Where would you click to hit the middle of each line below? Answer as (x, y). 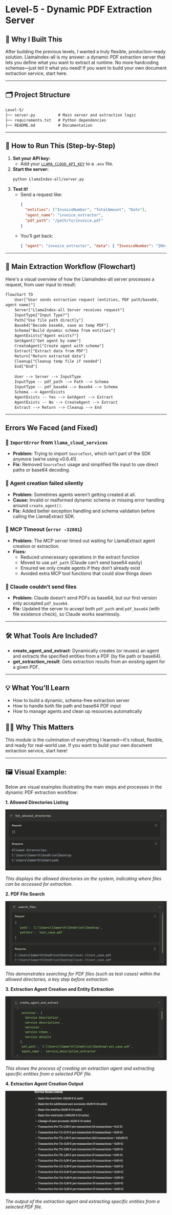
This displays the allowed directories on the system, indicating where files (83, 879)
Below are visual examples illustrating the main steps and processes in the (84, 787)
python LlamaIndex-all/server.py (48, 179)
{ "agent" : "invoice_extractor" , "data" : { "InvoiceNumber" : (87, 246)
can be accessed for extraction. (39, 884)
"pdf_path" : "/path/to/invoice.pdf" (64, 221)
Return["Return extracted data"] (50, 356)
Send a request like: (41, 194)
